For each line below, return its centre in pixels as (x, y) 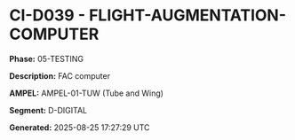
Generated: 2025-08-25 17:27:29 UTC (80, 127)
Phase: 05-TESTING (47, 58)
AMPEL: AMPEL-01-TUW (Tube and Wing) (87, 93)
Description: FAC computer (60, 75)
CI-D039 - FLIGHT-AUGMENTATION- (148, 16)
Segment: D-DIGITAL (48, 110)
